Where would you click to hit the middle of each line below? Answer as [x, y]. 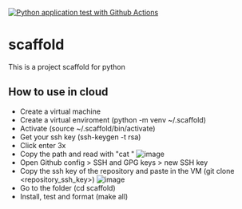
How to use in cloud [58, 92]
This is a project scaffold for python [67, 66]
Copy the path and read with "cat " [77, 154]
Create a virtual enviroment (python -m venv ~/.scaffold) [113, 119]
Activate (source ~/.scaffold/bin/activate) [87, 128]
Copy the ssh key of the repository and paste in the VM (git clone [127, 171]
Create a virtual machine [60, 111]
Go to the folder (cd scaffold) [67, 187]
